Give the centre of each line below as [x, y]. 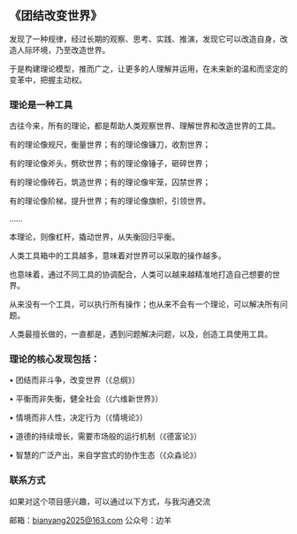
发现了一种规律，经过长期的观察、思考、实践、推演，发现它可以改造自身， [145, 39]
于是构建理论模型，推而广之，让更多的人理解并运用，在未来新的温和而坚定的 [148, 68]
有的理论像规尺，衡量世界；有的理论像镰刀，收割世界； [110, 145]
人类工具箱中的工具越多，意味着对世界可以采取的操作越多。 [118, 256]
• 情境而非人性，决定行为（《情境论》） [78, 417]
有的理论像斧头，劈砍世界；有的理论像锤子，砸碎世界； [110, 164]
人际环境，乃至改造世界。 [63, 50]
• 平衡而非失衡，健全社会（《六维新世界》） [86, 399]
